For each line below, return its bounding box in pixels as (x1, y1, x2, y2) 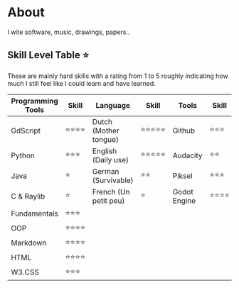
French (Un (92, 187, 130, 196)
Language (95, 100, 130, 110)
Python (11, 150, 36, 160)
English (92, 146, 117, 156)
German (92, 166, 119, 176)
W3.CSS (11, 267, 39, 277)
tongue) (92, 134, 119, 144)
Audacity (172, 150, 203, 160)
